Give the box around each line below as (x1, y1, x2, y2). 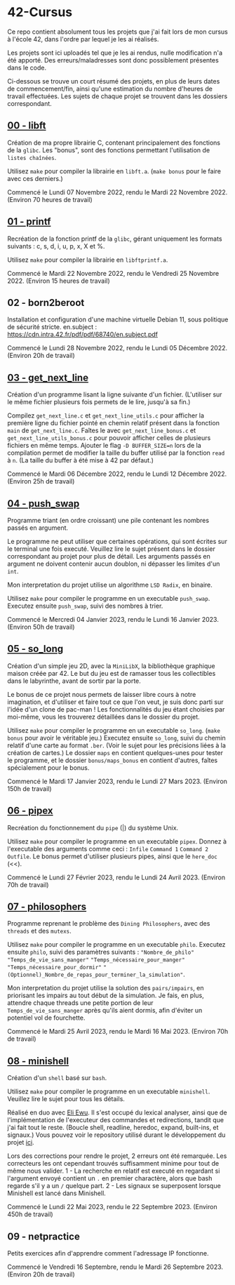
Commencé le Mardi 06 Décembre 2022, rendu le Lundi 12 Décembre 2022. (7, 470, 227, 478)
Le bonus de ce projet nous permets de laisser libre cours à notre (7, 690, 196, 698)
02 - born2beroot (7, 296, 85, 309)
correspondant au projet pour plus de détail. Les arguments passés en (7, 552, 210, 560)
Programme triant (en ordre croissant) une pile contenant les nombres (7, 517, 209, 524)
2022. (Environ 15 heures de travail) (7, 277, 110, 285)
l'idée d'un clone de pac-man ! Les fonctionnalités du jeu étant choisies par (7, 705, 225, 713)
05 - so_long (7, 643, 64, 655)
